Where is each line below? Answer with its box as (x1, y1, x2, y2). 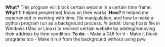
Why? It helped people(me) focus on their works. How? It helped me (5, 9, 149, 15)
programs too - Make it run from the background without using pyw (5, 36, 146, 42)
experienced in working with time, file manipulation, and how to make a (5, 15, 153, 20)
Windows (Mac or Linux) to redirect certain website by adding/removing (5, 25, 155, 31)
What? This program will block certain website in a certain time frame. (5, 4, 152, 10)
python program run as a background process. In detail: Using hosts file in (5, 20, 160, 26)
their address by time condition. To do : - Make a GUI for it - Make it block (5, 31, 158, 36)
